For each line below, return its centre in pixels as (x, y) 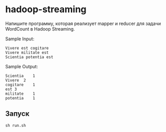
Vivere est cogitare (27, 48)
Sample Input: (20, 39)
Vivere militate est (27, 52)
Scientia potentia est (29, 57)
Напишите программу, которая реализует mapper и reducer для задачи (83, 23)
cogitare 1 (20, 85)
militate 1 (20, 94)
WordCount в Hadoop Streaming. (40, 29)
